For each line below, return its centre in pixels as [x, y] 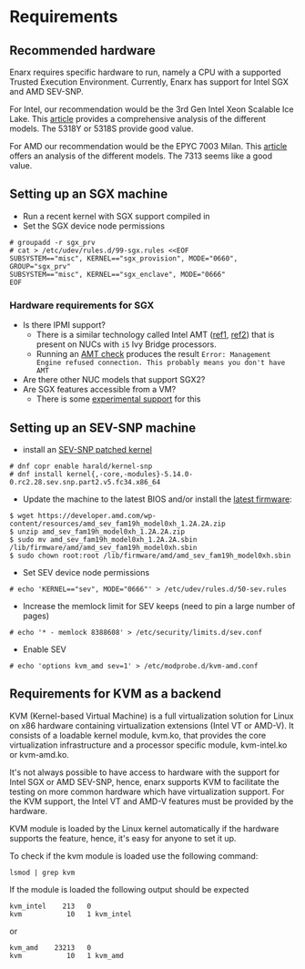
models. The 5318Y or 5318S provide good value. [102, 128]
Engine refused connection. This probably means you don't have [161, 363]
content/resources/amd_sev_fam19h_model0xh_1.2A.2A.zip [117, 524]
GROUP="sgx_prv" [40, 266]
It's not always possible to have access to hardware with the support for [145, 772]
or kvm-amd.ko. [40, 754]
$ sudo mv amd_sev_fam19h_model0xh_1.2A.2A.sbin [103, 539]
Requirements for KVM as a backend [115, 694]
